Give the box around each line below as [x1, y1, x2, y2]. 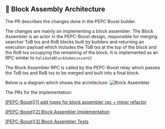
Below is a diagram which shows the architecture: [5, 79, 108, 85]
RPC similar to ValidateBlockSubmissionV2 [5, 55, 92, 61]
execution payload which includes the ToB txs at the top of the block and [5, 44, 157, 50]
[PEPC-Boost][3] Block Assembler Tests [5, 118, 89, 124]
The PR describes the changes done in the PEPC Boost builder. [5, 18, 136, 24]
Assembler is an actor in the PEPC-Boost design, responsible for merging [5, 33, 157, 39]
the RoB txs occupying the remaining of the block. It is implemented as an [5, 49, 158, 55]
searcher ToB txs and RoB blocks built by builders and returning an [5, 39, 144, 45]
